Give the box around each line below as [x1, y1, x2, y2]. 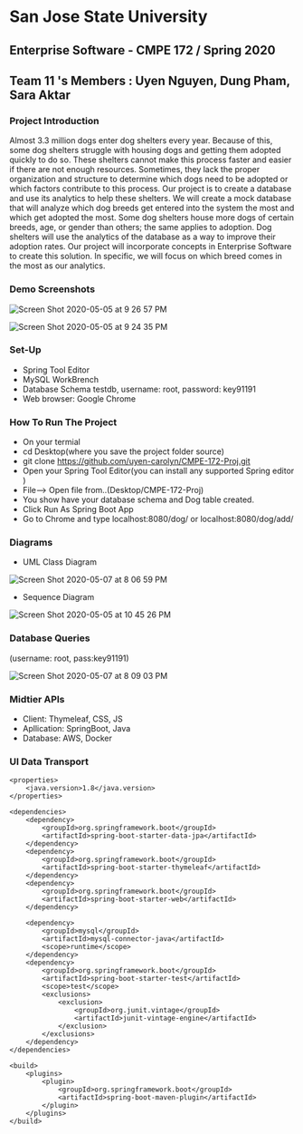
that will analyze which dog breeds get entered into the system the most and [9, 202, 295, 214]
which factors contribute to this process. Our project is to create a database [9, 183, 292, 194]
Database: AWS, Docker [22, 732, 113, 744]
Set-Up [9, 344, 43, 356]
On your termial [22, 437, 81, 448]
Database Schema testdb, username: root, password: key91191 [22, 383, 256, 394]
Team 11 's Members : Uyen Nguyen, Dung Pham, [9, 73, 291, 88]
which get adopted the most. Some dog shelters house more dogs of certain [9, 212, 294, 223]
